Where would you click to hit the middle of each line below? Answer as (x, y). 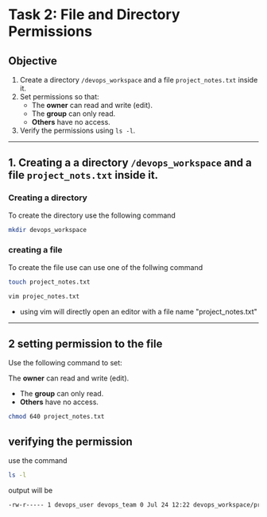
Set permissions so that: (59, 96)
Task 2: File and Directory (94, 15)
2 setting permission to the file (85, 344)
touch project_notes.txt (49, 282)
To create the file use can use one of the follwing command (106, 267)
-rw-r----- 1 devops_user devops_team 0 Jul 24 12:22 (99, 505)
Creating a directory (48, 198)
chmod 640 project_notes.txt (56, 417)
